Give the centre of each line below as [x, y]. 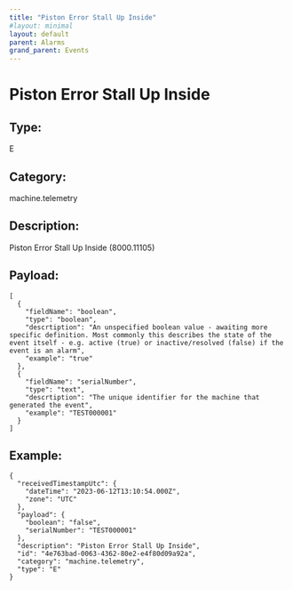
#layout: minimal [41, 26]
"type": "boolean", [61, 319]
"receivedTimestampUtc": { [67, 484]
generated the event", [51, 405]
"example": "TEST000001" [71, 413]
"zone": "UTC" [51, 499]
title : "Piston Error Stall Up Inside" [83, 17]
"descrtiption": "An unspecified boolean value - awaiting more [146, 327]
